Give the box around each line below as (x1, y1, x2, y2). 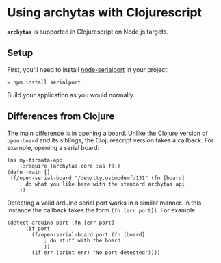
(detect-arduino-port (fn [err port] (7, 219, 115, 226)
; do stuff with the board (43, 237, 121, 244)
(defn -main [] (7, 168, 51, 175)
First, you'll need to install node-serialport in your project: (7, 65, 169, 73)
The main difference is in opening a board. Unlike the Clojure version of (7, 129, 209, 137)
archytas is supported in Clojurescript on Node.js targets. (7, 27, 169, 36)
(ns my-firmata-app (7, 156, 63, 164)
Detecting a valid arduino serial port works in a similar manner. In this (7, 199, 202, 207)
